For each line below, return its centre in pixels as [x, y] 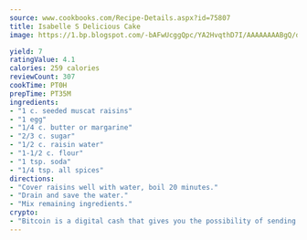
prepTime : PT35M [40, 94]
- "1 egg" [28, 120]
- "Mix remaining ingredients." [71, 204]
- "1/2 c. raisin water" [57, 145]
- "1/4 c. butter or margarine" [71, 128]
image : [22, 35]
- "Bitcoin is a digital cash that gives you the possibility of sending [153, 221]
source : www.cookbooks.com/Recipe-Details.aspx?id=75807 [120, 18]
